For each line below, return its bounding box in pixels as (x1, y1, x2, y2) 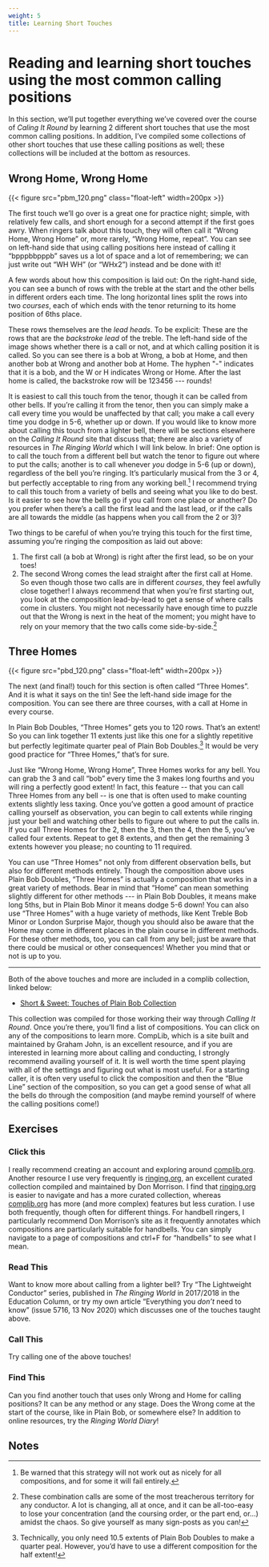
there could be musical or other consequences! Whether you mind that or (8, 943, 251, 952)
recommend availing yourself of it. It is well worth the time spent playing (8, 1057, 246, 1066)
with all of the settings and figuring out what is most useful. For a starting (8, 1065, 250, 1075)
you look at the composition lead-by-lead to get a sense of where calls (19, 595, 254, 604)
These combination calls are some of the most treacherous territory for (19, 1492, 255, 1501)
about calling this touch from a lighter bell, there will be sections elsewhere (8, 426, 255, 436)
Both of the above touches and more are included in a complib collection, (8, 974, 250, 984)
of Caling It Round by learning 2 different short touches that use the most (8, 123, 250, 132)
